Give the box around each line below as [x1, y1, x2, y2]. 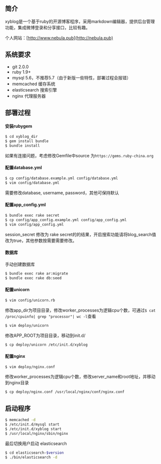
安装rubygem [5, 123, 32, 129]
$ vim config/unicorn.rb [5, 297, 55, 303]
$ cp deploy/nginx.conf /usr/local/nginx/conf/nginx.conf [5, 390, 125, 394]
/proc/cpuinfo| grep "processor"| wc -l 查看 [5, 313, 97, 319]
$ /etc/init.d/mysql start [5, 422, 60, 427]
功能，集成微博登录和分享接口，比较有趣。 [5, 24, 90, 30]
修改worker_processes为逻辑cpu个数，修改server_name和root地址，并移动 [5, 374, 156, 380]
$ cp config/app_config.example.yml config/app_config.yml [5, 217, 127, 223]
